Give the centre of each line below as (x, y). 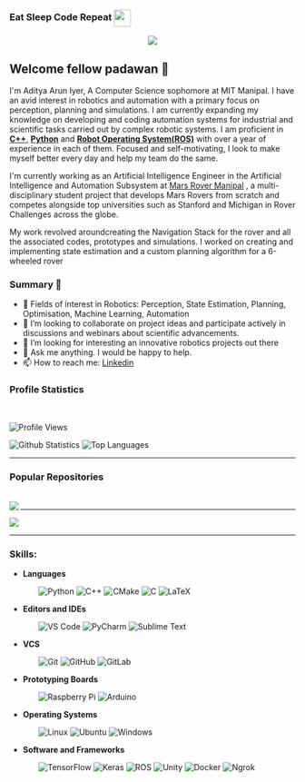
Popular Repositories (57, 477)
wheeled (26, 261)
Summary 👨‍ (35, 284)
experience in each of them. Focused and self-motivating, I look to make (145, 149)
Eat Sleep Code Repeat (61, 17)
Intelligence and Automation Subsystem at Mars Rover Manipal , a (133, 185)
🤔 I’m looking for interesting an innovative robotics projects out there (151, 343)
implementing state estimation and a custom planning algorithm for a (138, 252)
